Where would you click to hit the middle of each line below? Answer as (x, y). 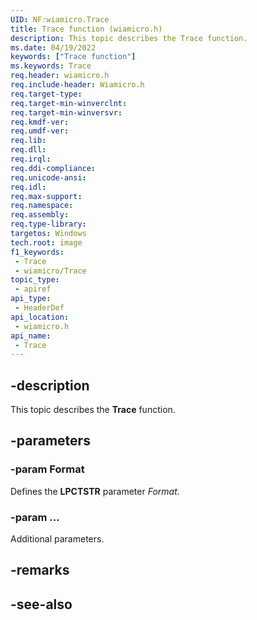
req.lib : (28, 141)
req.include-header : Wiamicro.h (77, 85)
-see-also (41, 604)
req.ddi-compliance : (53, 168)
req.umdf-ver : (40, 131)
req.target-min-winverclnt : (69, 103)
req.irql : (31, 159)
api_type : (31, 299)
